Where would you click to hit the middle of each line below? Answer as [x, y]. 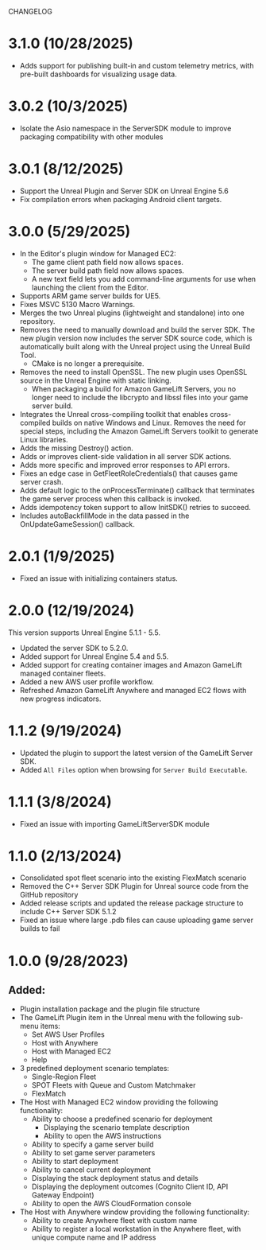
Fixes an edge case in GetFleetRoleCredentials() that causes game [129, 473]
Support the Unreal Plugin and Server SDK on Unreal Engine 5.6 [124, 191]
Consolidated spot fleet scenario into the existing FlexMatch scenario [133, 878]
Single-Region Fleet [64, 1077]
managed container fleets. [63, 673]
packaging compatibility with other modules [91, 136]
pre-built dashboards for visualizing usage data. [98, 74]
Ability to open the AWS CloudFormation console [112, 1204]
